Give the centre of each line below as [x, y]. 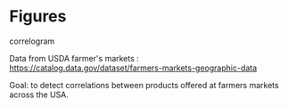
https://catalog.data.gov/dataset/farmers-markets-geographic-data [133, 68]
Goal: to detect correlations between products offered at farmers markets [144, 85]
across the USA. [39, 95]
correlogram [32, 41]
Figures [38, 16]
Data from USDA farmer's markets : [74, 58]
